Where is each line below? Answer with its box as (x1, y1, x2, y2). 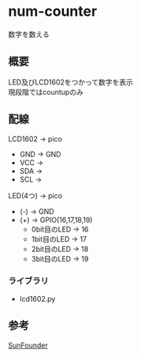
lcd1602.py (19, 294, 56, 303)
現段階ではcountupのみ (8, 87, 84, 96)
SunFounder (8, 340, 49, 350)
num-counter (8, 2, 98, 21)
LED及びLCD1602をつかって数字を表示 (8, 77, 134, 87)
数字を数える (8, 29, 50, 39)
